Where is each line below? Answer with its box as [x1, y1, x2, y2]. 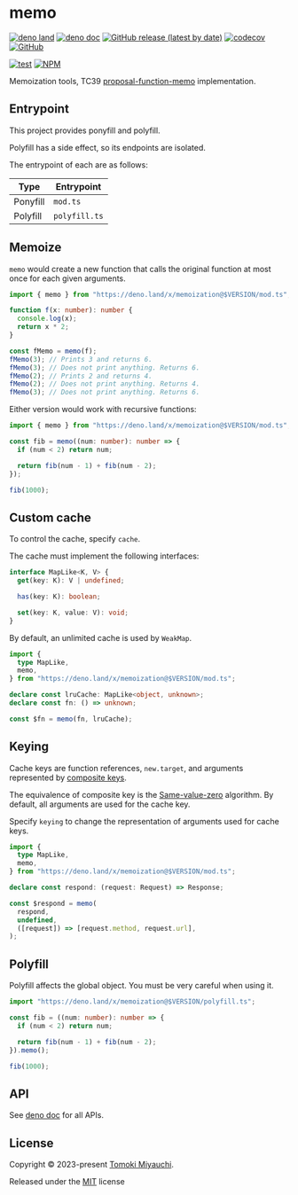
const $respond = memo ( [9, 899, 98, 908]
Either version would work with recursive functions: [9, 404, 197, 415]
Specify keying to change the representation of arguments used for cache [9, 816, 279, 826]
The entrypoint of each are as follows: [9, 159, 148, 170]
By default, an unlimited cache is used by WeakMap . [9, 632, 192, 643]
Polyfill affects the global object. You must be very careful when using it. [9, 980, 274, 991]
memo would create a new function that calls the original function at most [9, 263, 272, 274]
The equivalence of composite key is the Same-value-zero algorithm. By [9, 789, 274, 800]
